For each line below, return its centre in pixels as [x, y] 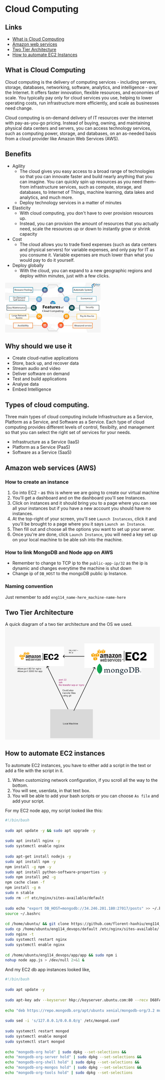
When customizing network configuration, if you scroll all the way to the [85, 780]
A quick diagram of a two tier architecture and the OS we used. [69, 624]
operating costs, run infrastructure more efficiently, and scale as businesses [82, 103]
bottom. [20, 785]
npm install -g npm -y [28, 867]
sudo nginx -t [20, 934]
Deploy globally [28, 265]
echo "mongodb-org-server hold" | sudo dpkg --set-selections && [73, 1057]
